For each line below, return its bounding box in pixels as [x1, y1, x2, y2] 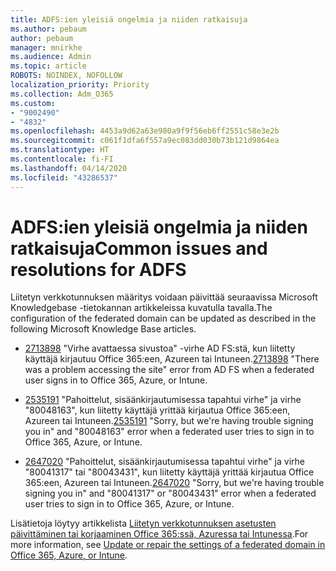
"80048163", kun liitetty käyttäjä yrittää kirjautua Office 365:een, [24, 404, 291, 416]
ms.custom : [10, 98, 56, 108]
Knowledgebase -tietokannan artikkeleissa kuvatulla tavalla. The [10, 302, 273, 314]
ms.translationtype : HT [10, 145, 110, 155]
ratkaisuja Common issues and [10, 237, 268, 260]
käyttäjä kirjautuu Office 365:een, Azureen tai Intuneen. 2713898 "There [24, 353, 320, 365]
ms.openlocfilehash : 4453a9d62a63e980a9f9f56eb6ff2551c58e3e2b [10, 126, 280, 136]
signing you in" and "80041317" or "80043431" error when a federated [24, 487, 317, 500]
